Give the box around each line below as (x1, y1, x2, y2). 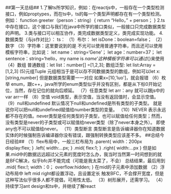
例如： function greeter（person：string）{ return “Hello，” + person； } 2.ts (5, 17, 165, 23)
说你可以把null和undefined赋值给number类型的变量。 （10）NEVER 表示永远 (5, 107, 166, 112)
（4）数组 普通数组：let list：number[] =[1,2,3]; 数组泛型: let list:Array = (5, 62, 156, 68)
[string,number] (5, 75, 38, 81)
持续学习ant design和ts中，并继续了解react (5, 183, 96, 189)
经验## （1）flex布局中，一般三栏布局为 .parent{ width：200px (9, 138, 142, 144)
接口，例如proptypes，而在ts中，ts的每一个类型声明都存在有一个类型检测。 (5, 11, 164, 17)
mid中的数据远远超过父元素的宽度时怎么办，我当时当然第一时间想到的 (11, 151, 158, 157)
